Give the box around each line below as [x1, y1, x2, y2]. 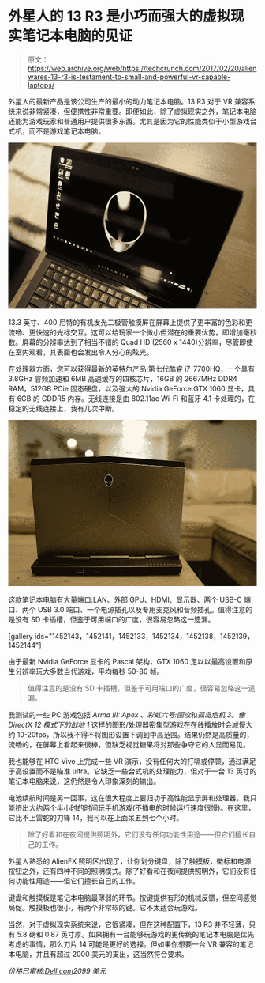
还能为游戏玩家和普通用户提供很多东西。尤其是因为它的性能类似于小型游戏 [8, 116, 250, 126]
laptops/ [27, 80, 55, 89]
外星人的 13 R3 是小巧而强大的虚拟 [8, 7, 231, 25]
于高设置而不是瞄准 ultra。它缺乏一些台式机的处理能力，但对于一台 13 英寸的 [8, 766, 257, 776]
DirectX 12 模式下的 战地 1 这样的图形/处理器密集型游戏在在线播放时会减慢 [8, 720, 246, 730]
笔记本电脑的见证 [22, 27, 133, 45]
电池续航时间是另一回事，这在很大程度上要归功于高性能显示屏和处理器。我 [8, 793, 250, 803]
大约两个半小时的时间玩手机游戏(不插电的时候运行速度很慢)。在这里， [28, 803, 256, 813]
